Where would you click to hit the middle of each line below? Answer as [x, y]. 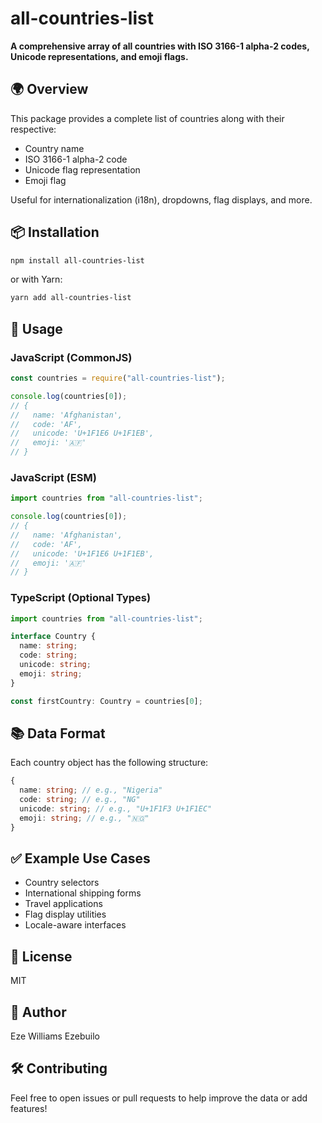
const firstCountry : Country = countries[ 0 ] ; [106, 701]
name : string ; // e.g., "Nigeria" [91, 790]
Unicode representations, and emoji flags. [99, 56]
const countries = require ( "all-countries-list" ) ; [118, 378]
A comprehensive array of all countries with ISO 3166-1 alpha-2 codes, [160, 46]
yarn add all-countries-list [71, 298]
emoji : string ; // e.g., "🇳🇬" [84, 818]
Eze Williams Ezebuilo [55, 1036]
